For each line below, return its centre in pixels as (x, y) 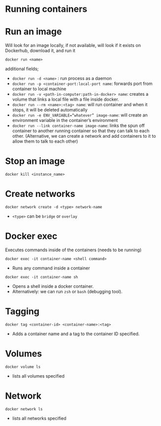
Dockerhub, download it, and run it (40, 51)
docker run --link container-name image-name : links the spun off (79, 126)
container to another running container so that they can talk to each (81, 131)
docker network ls (24, 409)
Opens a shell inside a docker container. (53, 286)
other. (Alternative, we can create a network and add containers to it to (84, 136)
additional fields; (22, 69)
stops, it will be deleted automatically (50, 110)
